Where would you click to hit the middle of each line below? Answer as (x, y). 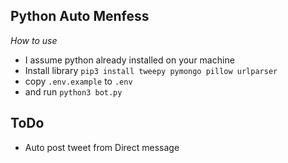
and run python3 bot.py (73, 91)
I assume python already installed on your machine (129, 60)
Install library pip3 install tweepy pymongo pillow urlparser (151, 70)
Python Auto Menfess (80, 16)
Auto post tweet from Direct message (102, 147)
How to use (34, 40)
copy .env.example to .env (78, 81)
